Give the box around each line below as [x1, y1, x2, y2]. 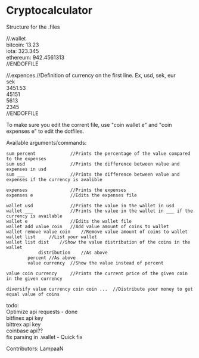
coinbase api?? [6, 327, 43, 334]
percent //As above [27, 254, 76, 261]
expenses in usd [6, 166, 46, 172]
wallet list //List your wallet [6, 234, 97, 240]
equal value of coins [6, 291, 60, 297]
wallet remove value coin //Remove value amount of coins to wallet [6, 229, 188, 235]
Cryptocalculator [6, 4, 93, 17]
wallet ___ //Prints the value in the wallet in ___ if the [6, 208, 194, 214]
